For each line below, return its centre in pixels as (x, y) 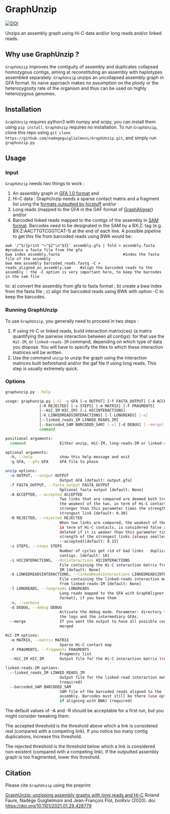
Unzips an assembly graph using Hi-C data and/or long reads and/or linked (83, 33)
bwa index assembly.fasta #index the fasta (82, 255)
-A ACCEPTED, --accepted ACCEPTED (46, 495)
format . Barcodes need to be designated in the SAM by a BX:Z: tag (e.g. (87, 226)
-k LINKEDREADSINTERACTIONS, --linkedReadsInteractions (70, 575)
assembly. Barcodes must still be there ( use (108, 696)
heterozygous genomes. (31, 93)
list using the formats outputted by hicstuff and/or (64, 204)
